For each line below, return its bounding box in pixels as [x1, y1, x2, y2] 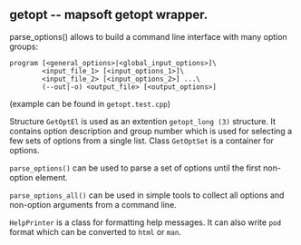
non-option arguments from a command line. [9, 199, 177, 210]
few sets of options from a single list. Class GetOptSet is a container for [9, 135, 275, 146]
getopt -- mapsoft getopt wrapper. [9, 7, 209, 23]
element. [34, 171, 68, 182]
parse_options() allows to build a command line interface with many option [9, 31, 287, 42]
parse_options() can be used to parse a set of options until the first [9, 162, 261, 173]
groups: [9, 41, 39, 52]
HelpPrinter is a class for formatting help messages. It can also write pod [9, 217, 282, 228]
